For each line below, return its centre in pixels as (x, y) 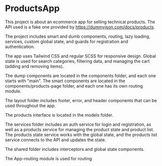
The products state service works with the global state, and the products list (81, 135)
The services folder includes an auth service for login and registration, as (78, 124)
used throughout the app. (30, 106)
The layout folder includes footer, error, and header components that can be (81, 100)
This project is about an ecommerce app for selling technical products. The (80, 22)
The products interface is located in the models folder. (59, 115)
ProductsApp (32, 8)
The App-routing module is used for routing (49, 158)
